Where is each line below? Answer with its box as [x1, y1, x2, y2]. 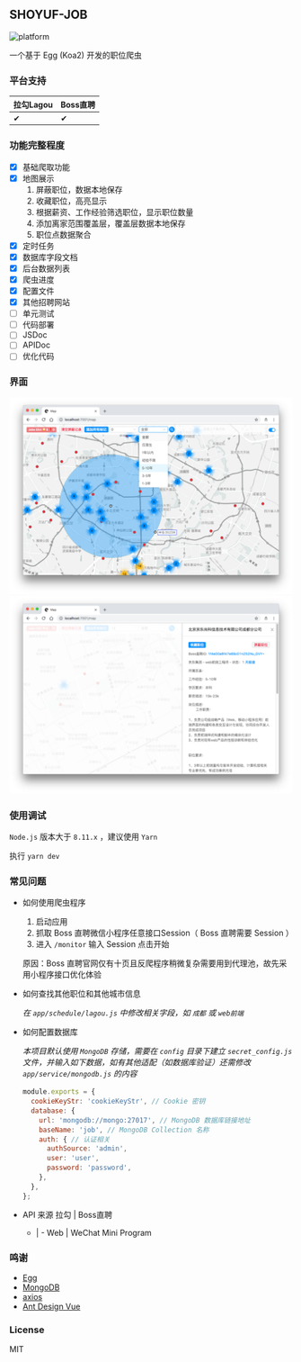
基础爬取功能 [22, 161, 70, 172]
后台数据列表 [22, 263, 70, 274]
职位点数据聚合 [35, 229, 92, 239]
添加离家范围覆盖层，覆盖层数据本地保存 [35, 218, 186, 229]
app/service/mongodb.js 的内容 [22, 1069, 137, 1079]
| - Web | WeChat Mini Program [35, 1227, 153, 1238]
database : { [31, 1106, 75, 1115]
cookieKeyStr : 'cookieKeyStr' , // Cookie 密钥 [31, 1097, 206, 1106]
